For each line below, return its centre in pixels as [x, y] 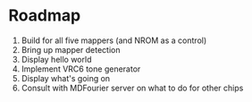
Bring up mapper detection [71, 49]
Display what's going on [66, 78]
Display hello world [56, 59]
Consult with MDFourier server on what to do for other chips [132, 88]
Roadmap [45, 16]
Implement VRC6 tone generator [81, 69]
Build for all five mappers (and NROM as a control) [114, 40]
